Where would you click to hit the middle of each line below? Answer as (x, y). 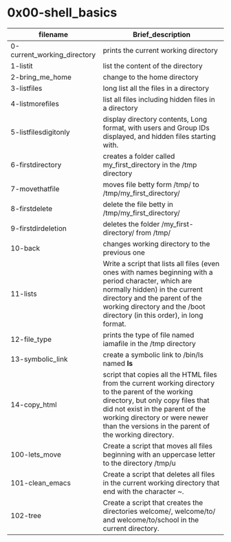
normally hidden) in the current (153, 289)
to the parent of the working (148, 391)
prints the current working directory (160, 50)
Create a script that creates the (153, 502)
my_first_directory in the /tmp (150, 164)
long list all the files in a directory (156, 88)
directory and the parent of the (152, 298)
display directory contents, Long (155, 119)
